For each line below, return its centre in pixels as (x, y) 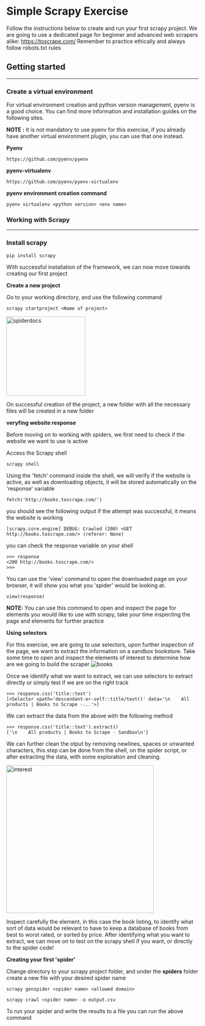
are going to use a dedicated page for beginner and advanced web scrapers (102, 34)
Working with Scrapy (38, 220)
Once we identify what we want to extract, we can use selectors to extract (100, 676)
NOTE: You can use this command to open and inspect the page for (92, 608)
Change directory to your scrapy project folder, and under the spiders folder (102, 971)
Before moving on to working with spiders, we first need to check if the (95, 434)
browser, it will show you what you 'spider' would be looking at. (86, 585)
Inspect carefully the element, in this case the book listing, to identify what (100, 921)
